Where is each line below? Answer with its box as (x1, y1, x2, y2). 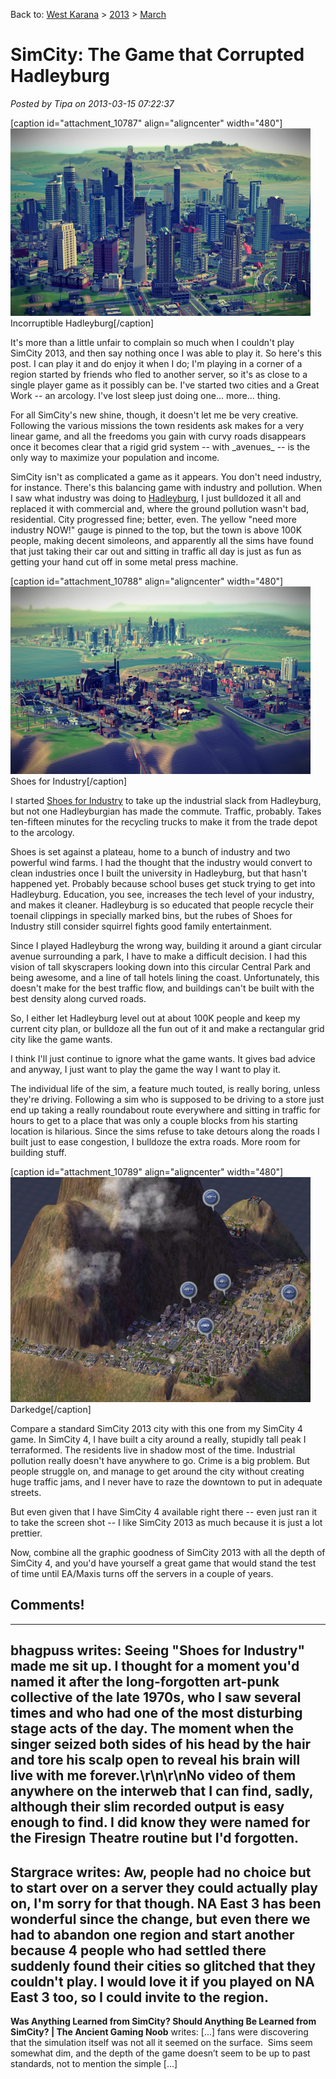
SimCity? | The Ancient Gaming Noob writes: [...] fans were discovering (10, 2025, 309, 2038)
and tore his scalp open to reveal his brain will (10, 1752, 301, 1769)
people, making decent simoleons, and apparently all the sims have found (10, 534, 314, 546)
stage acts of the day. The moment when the (10, 1720, 294, 1738)
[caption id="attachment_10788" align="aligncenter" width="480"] (10, 575, 284, 587)
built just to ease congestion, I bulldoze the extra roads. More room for (10, 1135, 301, 1148)
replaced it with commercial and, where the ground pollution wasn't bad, (10, 502, 310, 514)
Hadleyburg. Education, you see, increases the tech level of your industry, (10, 888, 315, 900)
